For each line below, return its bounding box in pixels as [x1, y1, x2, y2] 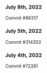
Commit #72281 [5, 63, 38, 69]
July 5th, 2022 [5, 28, 42, 35]
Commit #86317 [5, 15, 38, 21]
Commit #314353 [5, 39, 41, 45]
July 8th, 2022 [5, 4, 42, 11]
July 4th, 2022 [5, 51, 42, 58]
